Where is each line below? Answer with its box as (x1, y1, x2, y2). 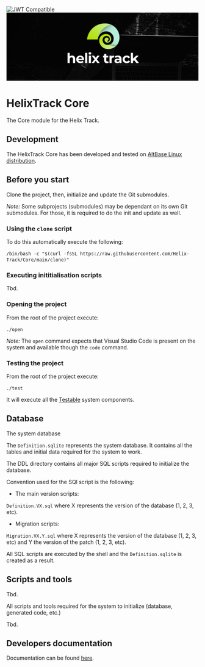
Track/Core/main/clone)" (6, 257, 70, 263)
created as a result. (6, 557, 55, 564)
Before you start (6, 174, 70, 185)
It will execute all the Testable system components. (6, 396, 135, 403)
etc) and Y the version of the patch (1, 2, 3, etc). (6, 538, 126, 546)
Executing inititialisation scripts (6, 271, 103, 279)
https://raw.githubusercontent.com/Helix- (80, 251, 190, 257)
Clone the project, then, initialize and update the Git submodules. (6, 191, 170, 198)
